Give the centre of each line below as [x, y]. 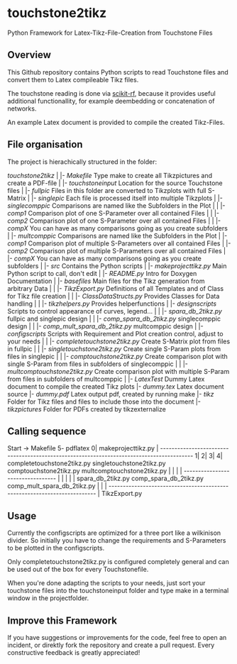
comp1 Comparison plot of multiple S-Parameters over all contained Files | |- [119, 243]
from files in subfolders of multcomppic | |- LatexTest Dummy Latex [106, 379]
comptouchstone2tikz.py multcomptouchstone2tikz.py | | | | [95, 471]
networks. [22, 109]
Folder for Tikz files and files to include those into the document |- [104, 402]
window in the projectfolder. [48, 598]
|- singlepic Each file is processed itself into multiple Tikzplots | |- [127, 198]
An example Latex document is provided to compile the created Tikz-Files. [116, 122]
